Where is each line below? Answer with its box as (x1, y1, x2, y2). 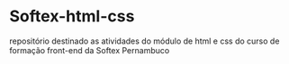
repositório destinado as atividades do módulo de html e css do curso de (9, 36, 280, 46)
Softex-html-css (9, 6, 135, 27)
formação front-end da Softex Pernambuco (9, 44, 170, 55)
